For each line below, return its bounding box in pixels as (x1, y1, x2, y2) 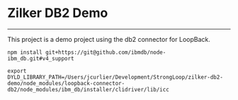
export (7, 67, 27, 74)
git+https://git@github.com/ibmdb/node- (45, 48, 166, 56)
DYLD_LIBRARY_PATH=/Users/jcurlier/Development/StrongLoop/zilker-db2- (7, 73, 223, 81)
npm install (7, 48, 42, 56)
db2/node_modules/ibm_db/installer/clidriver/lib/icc (7, 86, 170, 93)
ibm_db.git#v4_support (7, 55, 74, 62)
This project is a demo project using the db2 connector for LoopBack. (7, 35, 210, 43)
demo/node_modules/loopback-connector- (7, 79, 125, 87)
